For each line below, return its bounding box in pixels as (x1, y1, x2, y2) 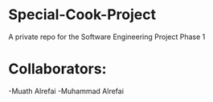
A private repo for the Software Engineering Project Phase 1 (8, 32, 206, 41)
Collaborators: (8, 60, 107, 78)
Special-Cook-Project (8, 6, 157, 24)
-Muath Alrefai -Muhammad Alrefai (8, 86, 125, 96)
